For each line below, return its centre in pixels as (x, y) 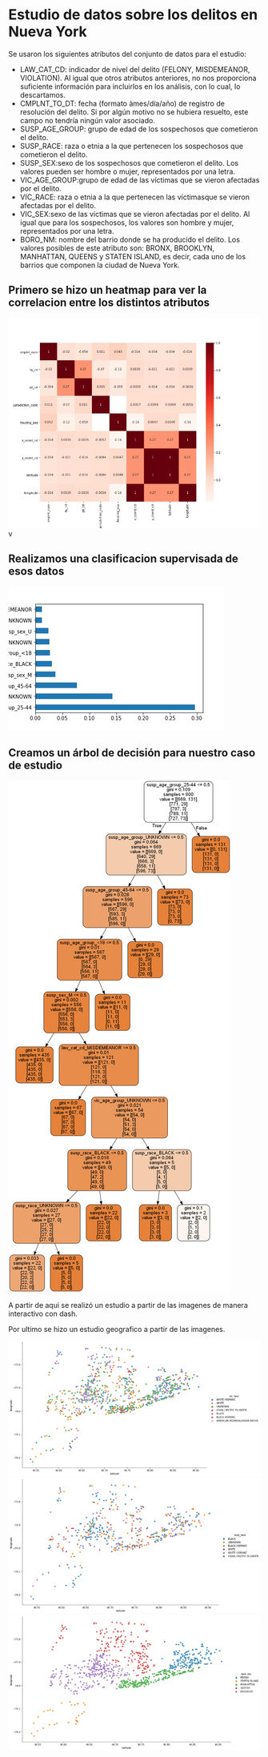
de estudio (35, 765)
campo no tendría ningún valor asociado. (88, 120)
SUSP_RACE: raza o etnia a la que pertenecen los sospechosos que (132, 146)
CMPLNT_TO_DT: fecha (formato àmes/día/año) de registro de (122, 103)
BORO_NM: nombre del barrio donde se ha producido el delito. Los (130, 239)
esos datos (36, 571)
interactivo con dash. (43, 1314)
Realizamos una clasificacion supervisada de (123, 559)
